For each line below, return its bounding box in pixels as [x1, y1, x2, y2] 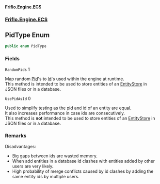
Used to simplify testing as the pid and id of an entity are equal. [5, 105, 132, 111]
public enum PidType [5, 44, 47, 49]
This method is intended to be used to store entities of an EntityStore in [5, 81, 147, 87]
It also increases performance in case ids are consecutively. [5, 110, 125, 116]
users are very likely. [12, 163, 54, 169]
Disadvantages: [5, 143, 36, 149]
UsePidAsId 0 [5, 95, 31, 101]
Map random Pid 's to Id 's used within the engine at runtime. [5, 76, 125, 82]
